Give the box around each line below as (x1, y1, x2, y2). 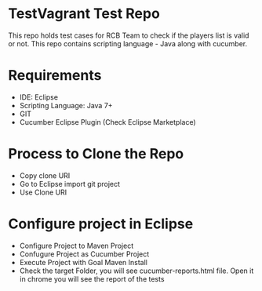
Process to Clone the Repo (8, 145, 184, 163)
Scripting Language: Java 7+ (19, 100, 113, 110)
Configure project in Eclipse (8, 215, 194, 232)
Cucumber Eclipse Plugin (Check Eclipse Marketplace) (19, 117, 196, 126)
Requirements (8, 67, 102, 85)
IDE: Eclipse (19, 92, 59, 102)
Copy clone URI (19, 170, 71, 180)
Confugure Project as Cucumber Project (19, 249, 150, 259)
